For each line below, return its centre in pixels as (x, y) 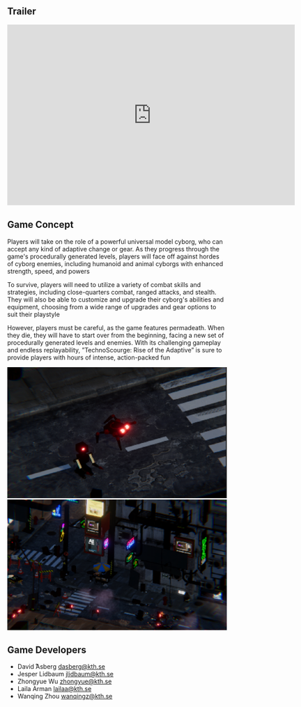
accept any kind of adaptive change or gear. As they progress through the (113, 249)
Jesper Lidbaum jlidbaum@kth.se (65, 674)
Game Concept (40, 225)
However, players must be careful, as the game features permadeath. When (116, 327)
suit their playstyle (34, 314)
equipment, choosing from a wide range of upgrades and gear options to (112, 306)
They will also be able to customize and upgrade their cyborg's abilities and (116, 300)
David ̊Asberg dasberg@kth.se (61, 667)
